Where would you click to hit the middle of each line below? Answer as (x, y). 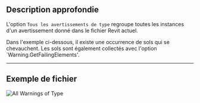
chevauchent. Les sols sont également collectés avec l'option (82, 48)
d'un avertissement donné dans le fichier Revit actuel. (72, 30)
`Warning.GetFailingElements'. (43, 54)
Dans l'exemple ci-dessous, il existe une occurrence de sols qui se (88, 42)
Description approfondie (53, 10)
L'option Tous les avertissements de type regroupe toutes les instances (95, 24)
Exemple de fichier (42, 79)
